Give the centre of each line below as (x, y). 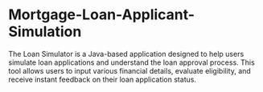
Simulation (45, 32)
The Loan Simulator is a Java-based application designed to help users (126, 54)
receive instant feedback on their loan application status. (103, 79)
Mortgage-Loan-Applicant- (102, 15)
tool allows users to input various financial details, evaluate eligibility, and (129, 70)
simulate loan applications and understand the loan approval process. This (131, 62)
